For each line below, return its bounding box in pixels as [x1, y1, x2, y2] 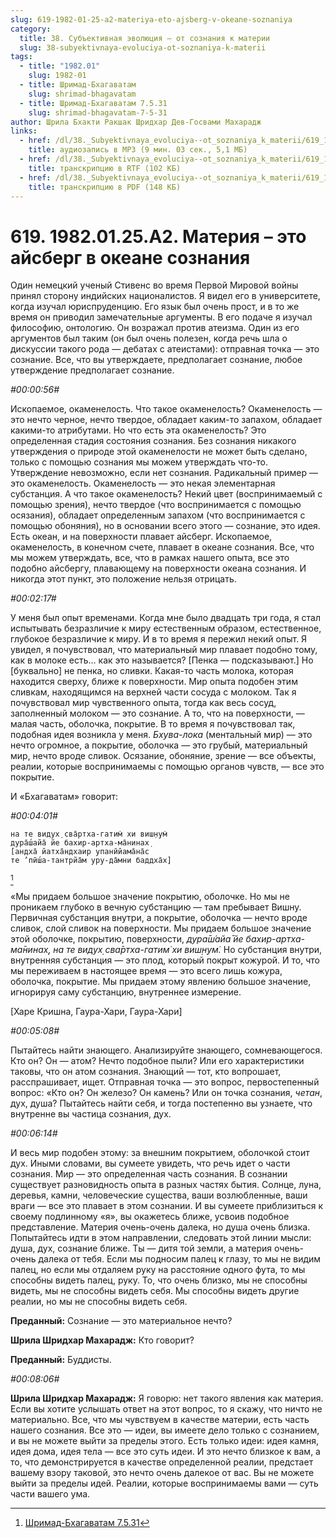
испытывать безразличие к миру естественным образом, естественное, [10, 622, 322, 635]
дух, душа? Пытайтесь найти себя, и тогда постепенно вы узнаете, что [10, 1097, 313, 1110]
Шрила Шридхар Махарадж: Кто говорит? [10, 1334, 195, 1346]
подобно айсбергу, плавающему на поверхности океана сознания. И [10, 562, 307, 575]
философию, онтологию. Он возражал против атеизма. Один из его [10, 322, 300, 334]
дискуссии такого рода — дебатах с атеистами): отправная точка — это [10, 343, 320, 355]
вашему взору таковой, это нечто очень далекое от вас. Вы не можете [10, 1467, 315, 1479]
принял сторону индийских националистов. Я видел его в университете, [10, 290, 321, 302]
